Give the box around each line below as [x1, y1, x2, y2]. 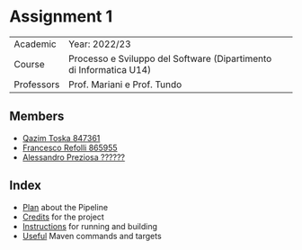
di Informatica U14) [68, 63, 151, 76]
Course [13, 58, 45, 70]
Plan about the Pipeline [22, 201, 109, 212]
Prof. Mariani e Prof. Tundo [68, 78, 182, 91]
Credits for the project [22, 211, 105, 222]
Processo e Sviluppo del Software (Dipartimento [68, 52, 272, 65]
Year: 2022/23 [68, 38, 132, 50]
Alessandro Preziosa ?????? [22, 151, 126, 163]
